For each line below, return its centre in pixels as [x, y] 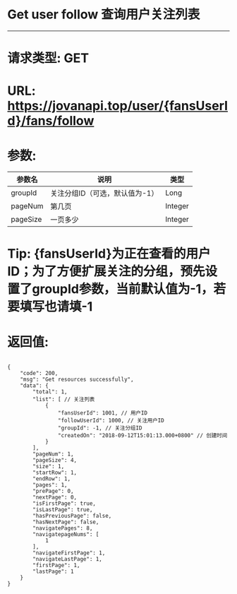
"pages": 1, [50, 485]
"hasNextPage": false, [66, 522]
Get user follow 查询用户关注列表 [104, 14]
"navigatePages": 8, [63, 528]
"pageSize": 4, [55, 461]
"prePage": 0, [53, 492]
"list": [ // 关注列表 [64, 400]
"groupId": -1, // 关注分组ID [100, 428]
